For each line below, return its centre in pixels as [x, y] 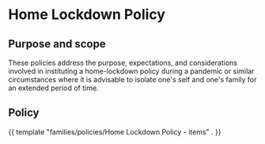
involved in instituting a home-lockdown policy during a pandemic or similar [131, 71]
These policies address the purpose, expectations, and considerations [123, 63]
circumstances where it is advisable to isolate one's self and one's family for [132, 80]
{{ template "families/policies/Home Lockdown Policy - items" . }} [115, 131]
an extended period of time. [53, 88]
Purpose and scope [57, 44]
